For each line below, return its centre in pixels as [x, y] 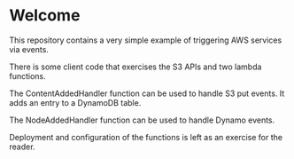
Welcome [45, 16]
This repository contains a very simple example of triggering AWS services [146, 40]
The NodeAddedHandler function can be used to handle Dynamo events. [142, 120]
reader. [22, 147]
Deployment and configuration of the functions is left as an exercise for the [146, 137]
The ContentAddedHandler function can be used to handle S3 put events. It [147, 93]
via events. [29, 49]
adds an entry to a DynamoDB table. [75, 102]
